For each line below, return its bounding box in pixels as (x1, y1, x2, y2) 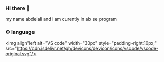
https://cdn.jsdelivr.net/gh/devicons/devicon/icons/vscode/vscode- (17, 45, 159, 51)
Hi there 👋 (5, 5, 30, 12)
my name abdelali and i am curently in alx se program (5, 16, 117, 22)
